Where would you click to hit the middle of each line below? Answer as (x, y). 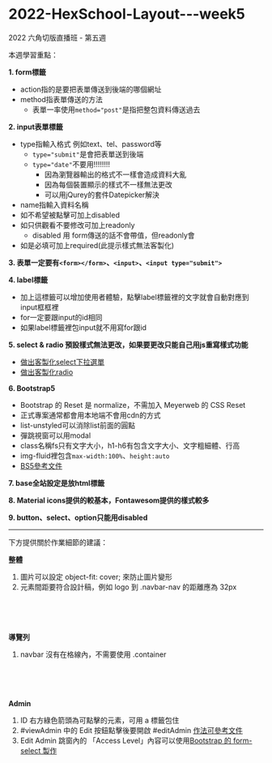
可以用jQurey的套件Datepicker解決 (102, 195)
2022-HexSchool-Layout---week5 (127, 14)
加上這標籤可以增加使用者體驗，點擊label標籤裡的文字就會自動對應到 (134, 297)
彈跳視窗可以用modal (55, 435)
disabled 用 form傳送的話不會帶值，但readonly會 (114, 235)
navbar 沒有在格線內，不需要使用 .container (93, 654)
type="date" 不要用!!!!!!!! (71, 164)
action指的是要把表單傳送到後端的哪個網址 (91, 89)
